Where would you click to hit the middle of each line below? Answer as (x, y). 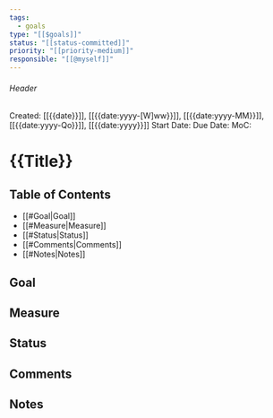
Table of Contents (60, 194)
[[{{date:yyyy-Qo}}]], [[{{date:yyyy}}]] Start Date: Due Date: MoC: (131, 126)
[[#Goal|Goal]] (49, 216)
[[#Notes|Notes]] (54, 254)
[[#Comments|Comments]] (72, 245)
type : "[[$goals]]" (46, 34)
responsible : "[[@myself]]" (62, 59)
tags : (19, 17)
